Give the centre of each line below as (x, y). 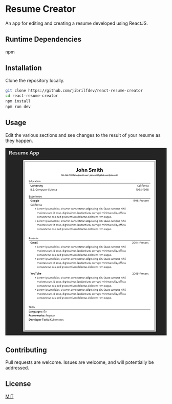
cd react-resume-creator (32, 96)
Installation (24, 68)
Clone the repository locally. (35, 80)
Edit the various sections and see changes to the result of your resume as (83, 135)
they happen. (19, 140)
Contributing (26, 350)
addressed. (17, 367)
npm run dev (18, 107)
